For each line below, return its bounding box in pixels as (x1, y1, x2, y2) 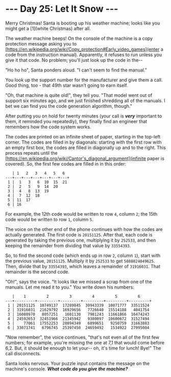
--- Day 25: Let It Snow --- (5, 3, 118, 15)
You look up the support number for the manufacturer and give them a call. (5, 77, 163, 83)
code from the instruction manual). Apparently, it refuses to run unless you (5, 52, 162, 58)
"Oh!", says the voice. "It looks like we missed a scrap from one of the (5, 278, 152, 285)
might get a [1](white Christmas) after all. (5, 25, 91, 31)
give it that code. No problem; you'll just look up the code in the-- (5, 57, 143, 63)
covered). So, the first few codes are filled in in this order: (5, 160, 127, 167)
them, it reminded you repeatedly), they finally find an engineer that (5, 118, 148, 124)
